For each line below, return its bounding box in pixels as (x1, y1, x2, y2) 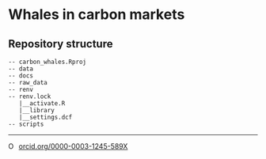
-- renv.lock (8, 93, 51, 100)
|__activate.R (18, 100, 66, 108)
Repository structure (8, 37, 113, 51)
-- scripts (8, 120, 44, 128)
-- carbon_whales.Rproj (8, 58, 87, 66)
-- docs (8, 72, 34, 80)
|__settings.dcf (18, 113, 73, 121)
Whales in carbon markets (8, 6, 185, 24)
